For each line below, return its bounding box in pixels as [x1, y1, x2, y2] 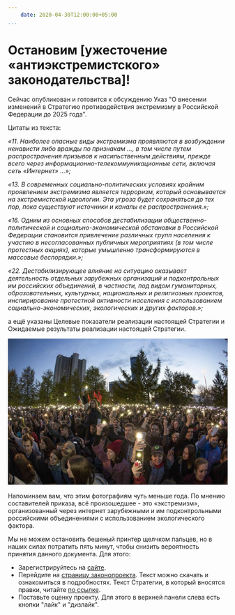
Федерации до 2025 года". [8, 110, 87, 118]
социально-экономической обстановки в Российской [56, 223, 219, 232]
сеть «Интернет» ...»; [8, 166, 71, 175]
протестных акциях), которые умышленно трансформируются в [8, 245, 201, 254]
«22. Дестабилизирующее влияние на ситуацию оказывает [8, 266, 187, 275]
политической [8, 223, 51, 232]
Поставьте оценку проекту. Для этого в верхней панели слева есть [17, 593, 220, 602]
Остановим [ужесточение [8, 42, 168, 58]
